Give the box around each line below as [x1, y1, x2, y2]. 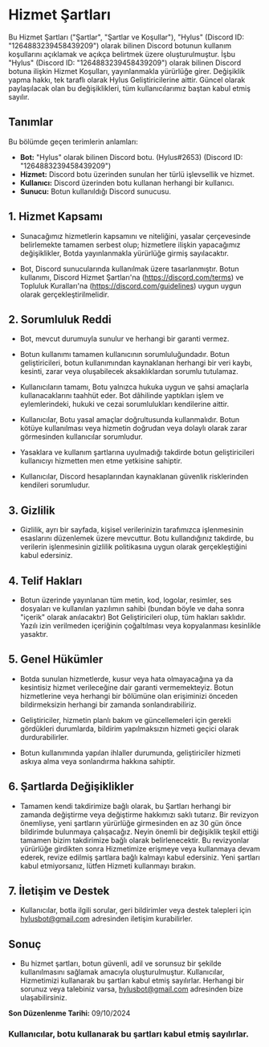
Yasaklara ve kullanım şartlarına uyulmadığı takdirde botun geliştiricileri [19, 448, 255, 458]
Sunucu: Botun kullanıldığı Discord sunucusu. [19, 187, 171, 196]
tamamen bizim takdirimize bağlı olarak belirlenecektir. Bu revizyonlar [19, 835, 250, 845]
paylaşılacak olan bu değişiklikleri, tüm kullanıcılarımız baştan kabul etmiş [8, 83, 251, 93]
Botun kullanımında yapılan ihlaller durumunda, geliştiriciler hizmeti [19, 748, 241, 758]
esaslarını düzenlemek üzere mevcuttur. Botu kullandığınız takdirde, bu [19, 533, 255, 544]
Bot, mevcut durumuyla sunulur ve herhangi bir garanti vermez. [19, 334, 230, 343]
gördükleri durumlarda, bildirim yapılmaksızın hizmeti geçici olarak [19, 724, 239, 733]
